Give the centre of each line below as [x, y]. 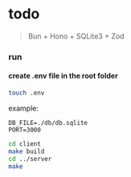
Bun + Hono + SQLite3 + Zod [76, 36]
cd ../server [30, 159]
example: [23, 108]
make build [27, 151]
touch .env [27, 93]
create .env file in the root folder [63, 76]
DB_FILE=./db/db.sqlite [48, 123]
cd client [25, 144]
